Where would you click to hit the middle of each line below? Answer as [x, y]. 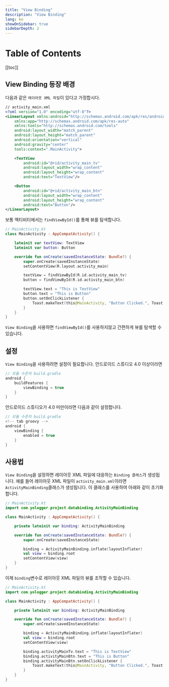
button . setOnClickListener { [54, 298]
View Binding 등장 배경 [40, 84]
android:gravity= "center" [41, 144]
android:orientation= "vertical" [48, 140]
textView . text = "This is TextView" [62, 289]
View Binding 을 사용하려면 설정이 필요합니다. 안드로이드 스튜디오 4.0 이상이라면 [84, 364]
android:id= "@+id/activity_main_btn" [63, 191]
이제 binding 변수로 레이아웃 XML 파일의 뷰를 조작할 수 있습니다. [68, 578]
